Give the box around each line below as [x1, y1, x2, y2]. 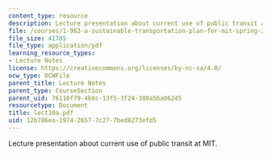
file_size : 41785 [8, 34, 67, 43]
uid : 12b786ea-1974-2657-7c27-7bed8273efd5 [8, 117, 157, 125]
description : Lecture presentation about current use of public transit [8, 19, 258, 27]
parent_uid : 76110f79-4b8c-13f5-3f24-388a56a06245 [8, 94, 182, 102]
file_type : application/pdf [8, 42, 103, 50]
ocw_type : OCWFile [8, 72, 70, 80]
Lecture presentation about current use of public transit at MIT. [8, 138, 218, 148]
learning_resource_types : [8, 49, 95, 57]
